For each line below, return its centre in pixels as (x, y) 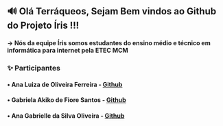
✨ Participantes (34, 68)
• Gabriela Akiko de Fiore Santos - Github (67, 100)
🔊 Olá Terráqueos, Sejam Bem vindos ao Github (112, 11)
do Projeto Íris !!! (43, 26)
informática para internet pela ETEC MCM (68, 50)
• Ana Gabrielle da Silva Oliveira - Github (66, 116)
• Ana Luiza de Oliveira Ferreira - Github (65, 84)
